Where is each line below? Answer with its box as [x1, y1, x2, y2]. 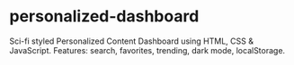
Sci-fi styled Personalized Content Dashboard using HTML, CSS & [9, 36, 254, 46]
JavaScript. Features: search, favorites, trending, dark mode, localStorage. [9, 45, 286, 55]
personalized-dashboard [9, 6, 200, 27]
